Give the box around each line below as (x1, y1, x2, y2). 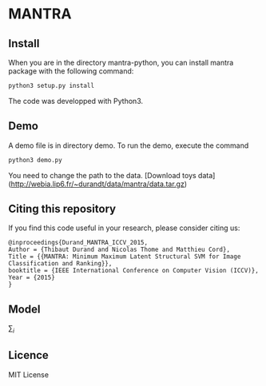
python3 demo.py (8, 156, 62, 164)
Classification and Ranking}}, (8, 260, 113, 268)
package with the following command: (8, 66, 134, 76)
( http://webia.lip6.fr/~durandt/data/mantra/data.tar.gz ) (8, 179, 188, 189)
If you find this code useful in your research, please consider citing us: (8, 223, 240, 233)
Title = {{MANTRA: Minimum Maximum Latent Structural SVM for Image (8, 253, 241, 261)
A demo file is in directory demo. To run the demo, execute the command (8, 141, 249, 150)
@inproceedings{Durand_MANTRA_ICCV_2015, (8, 239, 149, 247)
